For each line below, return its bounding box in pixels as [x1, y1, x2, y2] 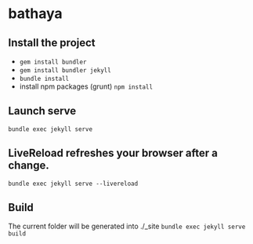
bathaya [8, 5, 63, 23]
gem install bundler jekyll [19, 67, 111, 75]
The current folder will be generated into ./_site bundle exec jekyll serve [8, 221, 246, 231]
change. [8, 158, 49, 173]
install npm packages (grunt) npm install [19, 82, 154, 91]
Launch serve [8, 104, 77, 118]
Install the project [8, 36, 96, 49]
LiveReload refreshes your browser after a [8, 147, 218, 160]
